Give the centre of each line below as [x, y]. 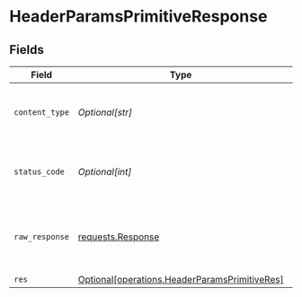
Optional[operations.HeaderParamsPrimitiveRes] [181, 280]
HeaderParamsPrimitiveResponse [138, 17]
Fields [27, 50]
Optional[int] [105, 172]
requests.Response [119, 237]
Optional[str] [105, 112]
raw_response [42, 236]
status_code [40, 172]
